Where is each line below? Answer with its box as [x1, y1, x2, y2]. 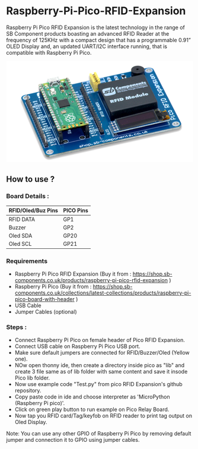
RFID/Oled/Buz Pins [8, 207, 58, 214]
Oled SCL [8, 241, 32, 248]
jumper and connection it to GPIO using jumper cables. [6, 437, 140, 444]
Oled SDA [8, 232, 33, 239]
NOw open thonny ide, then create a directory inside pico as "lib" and [14, 362, 185, 369]
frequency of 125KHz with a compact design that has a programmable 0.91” [6, 36, 191, 43]
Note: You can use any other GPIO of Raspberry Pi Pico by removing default [6, 430, 191, 437]
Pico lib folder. [14, 374, 50, 381]
